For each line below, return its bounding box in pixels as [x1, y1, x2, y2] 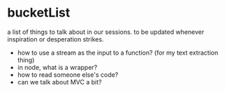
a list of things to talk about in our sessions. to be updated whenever [7, 28, 205, 36]
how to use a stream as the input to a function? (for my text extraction [17, 48, 219, 57]
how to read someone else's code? [17, 71, 119, 79]
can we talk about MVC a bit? [17, 77, 102, 86]
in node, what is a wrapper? [17, 63, 98, 71]
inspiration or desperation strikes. [7, 35, 104, 43]
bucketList [7, 5, 71, 21]
